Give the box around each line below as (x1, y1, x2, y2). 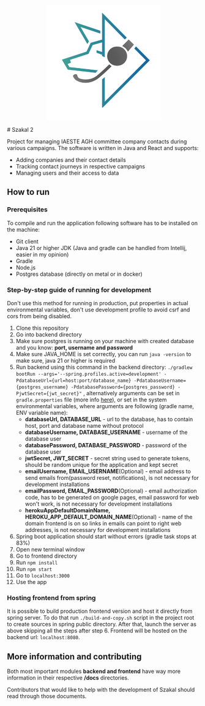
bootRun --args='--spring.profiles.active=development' (15, 371, 162, 377)
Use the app (15, 578, 47, 585)
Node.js (15, 264, 36, 271)
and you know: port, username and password (15, 344, 133, 351)
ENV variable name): (15, 409, 68, 416)
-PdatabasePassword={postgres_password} (70, 384, 176, 390)
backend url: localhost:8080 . (7, 634, 80, 641)
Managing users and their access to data (15, 169, 119, 176)
